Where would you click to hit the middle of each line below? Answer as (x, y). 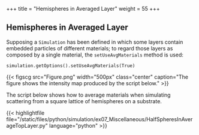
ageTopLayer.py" (27, 125)
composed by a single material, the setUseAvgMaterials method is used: (95, 55)
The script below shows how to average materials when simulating (88, 95)
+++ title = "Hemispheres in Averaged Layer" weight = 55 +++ (83, 9)
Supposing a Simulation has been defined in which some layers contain (95, 42)
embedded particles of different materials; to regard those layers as (90, 48)
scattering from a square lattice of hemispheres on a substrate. (84, 101)
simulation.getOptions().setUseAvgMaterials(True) (71, 65)
